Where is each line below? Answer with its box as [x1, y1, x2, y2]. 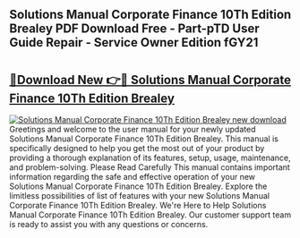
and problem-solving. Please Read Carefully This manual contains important [9, 162, 291, 173]
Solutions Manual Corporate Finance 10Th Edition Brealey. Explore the [9, 181, 268, 191]
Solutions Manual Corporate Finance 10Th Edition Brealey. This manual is [9, 133, 279, 144]
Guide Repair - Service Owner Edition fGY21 [9, 35, 259, 50]
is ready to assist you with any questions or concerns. [9, 219, 209, 229]
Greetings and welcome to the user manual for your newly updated [9, 124, 256, 134]
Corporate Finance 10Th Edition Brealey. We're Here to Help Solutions [9, 200, 267, 210]
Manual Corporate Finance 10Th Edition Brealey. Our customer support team [9, 209, 292, 220]
